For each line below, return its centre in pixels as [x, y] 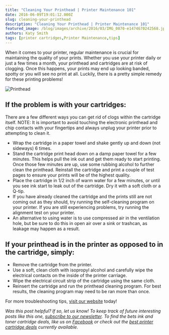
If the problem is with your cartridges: [66, 105]
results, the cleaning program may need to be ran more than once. [81, 291]
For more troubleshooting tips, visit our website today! [61, 301]
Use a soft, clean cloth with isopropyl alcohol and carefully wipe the [83, 270]
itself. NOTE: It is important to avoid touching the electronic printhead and [81, 122]
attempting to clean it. [28, 133]
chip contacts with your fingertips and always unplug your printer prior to [81, 128]
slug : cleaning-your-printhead [38, 19]
